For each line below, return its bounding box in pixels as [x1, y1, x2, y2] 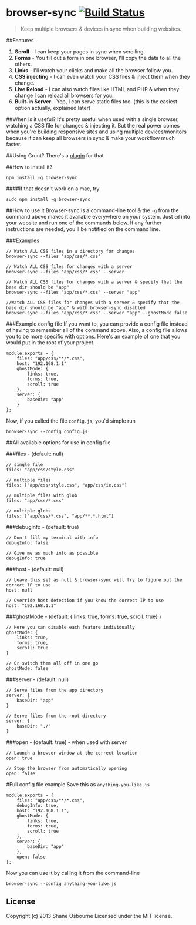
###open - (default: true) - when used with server [6, 738, 127, 746]
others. [14, 61, 32, 68]
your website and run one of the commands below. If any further [6, 219, 162, 226]
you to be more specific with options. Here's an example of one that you [6, 333, 181, 340]
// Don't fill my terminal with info [6, 535, 99, 541]
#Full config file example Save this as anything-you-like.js [6, 780, 150, 787]
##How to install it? [6, 163, 53, 170]
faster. [6, 140, 22, 148]
